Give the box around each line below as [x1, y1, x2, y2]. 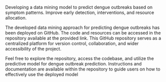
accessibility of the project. [5, 46, 62, 51]
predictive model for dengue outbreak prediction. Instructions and [5, 61, 142, 66]
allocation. [5, 15, 27, 20]
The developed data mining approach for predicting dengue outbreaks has [5, 24, 160, 30]
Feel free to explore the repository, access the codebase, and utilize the [5, 55, 154, 61]
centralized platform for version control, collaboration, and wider [5, 40, 139, 46]
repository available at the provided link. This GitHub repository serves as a [5, 35, 161, 41]
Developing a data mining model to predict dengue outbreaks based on [5, 4, 153, 10]
